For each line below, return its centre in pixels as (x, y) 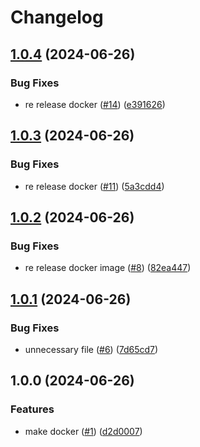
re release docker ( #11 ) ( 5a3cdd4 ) (94, 186)
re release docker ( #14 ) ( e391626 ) (95, 104)
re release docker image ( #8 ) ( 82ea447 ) (108, 268)
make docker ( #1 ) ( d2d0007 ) (83, 431)
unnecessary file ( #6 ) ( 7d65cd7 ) (91, 349)
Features (32, 409)
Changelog (57, 17)
